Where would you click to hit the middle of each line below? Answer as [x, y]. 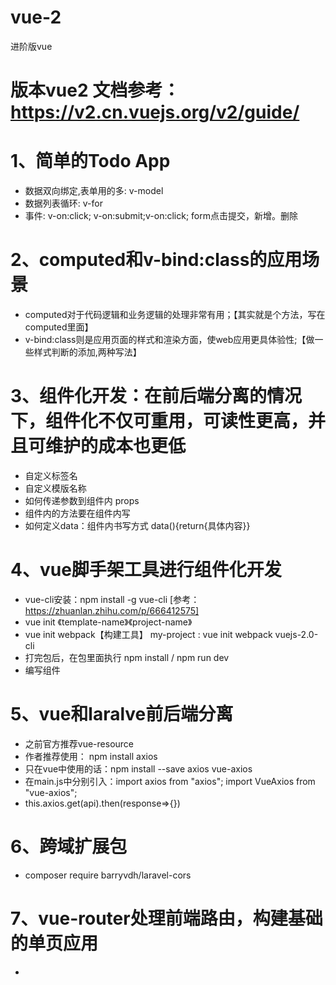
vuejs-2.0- [296, 634]
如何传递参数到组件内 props [82, 500]
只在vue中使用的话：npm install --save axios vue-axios [138, 768]
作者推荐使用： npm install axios [91, 756]
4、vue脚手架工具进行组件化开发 [146, 570]
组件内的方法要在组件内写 [77, 513]
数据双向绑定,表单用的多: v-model [94, 191]
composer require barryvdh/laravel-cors [108, 875]
